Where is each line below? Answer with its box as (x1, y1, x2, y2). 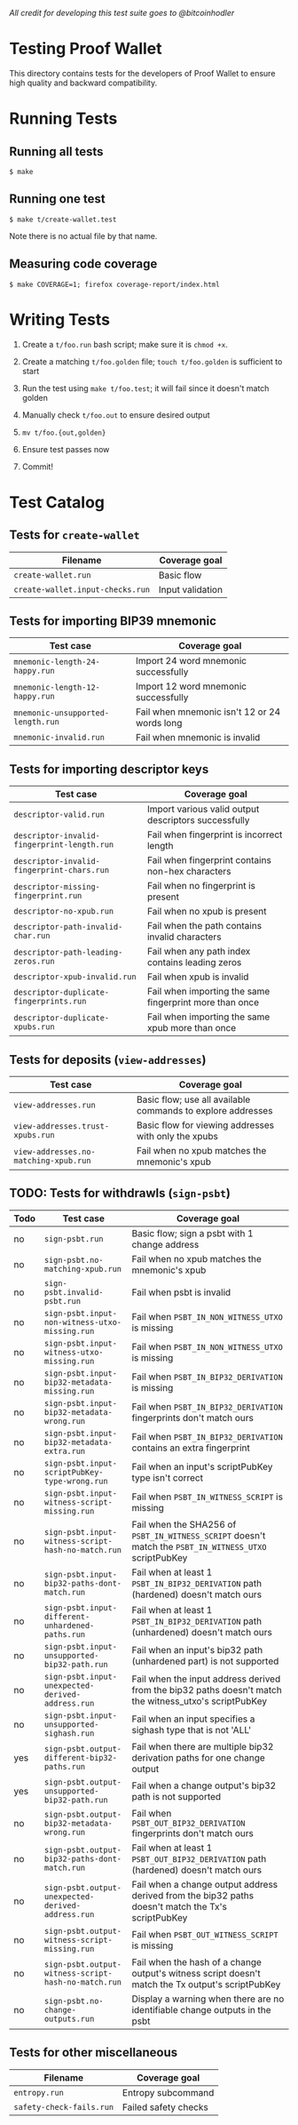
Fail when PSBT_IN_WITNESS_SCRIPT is (131, 1490, 284, 1503)
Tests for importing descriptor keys (9, 762, 209, 777)
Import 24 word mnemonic (136, 655, 247, 667)
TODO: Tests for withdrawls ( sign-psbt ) (9, 1186, 231, 1201)
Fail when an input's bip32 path (131, 1643, 263, 1656)
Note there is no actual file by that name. (9, 230, 158, 241)
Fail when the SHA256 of (131, 1518, 237, 1530)
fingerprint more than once (146, 996, 260, 1009)
